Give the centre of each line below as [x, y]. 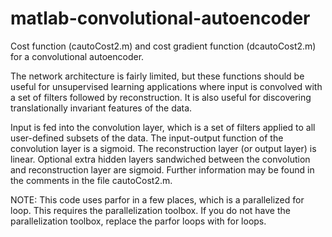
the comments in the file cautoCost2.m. [91, 180]
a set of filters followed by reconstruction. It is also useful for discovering [161, 97]
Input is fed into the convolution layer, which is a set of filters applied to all [163, 127]
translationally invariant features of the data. [101, 108]
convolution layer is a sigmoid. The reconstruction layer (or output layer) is [163, 148]
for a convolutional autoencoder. [77, 56]
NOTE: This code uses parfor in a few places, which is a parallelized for [157, 199]
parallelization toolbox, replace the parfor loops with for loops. [138, 221]
